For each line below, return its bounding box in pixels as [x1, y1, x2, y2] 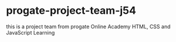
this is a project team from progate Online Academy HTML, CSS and [6, 23, 171, 30]
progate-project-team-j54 [6, 4, 137, 17]
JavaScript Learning [6, 29, 55, 36]
